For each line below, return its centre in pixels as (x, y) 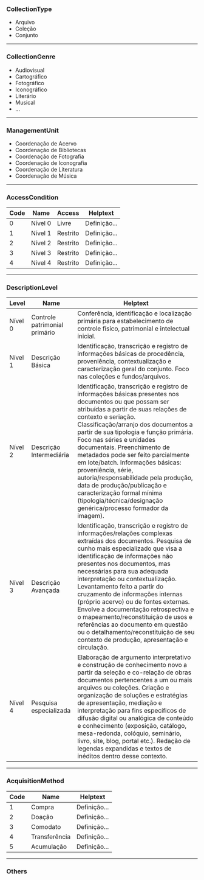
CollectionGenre (31, 57)
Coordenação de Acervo (46, 143)
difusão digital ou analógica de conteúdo (135, 718)
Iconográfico (31, 89)
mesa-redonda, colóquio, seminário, (130, 733)
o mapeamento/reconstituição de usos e (135, 617)
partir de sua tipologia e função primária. (135, 432)
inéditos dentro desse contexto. (123, 756)
